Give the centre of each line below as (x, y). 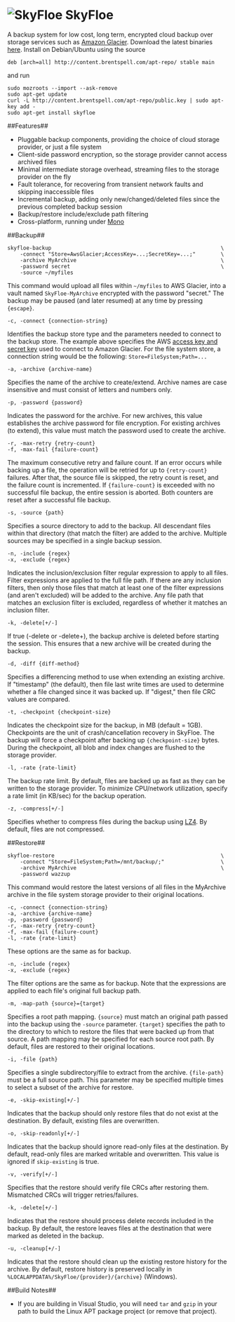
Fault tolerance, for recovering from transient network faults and (110, 184)
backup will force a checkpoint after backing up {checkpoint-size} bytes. (113, 740)
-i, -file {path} (33, 1059)
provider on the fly (44, 176)
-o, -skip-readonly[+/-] (43, 1133)
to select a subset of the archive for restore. (71, 1087)
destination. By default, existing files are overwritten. (83, 1120)
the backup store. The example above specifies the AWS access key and (113, 341)
